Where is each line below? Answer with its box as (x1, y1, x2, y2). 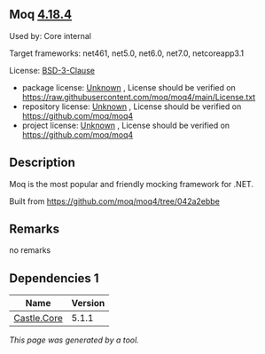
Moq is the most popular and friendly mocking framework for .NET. (9, 178, 254, 189)
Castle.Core (13, 312, 64, 325)
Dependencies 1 (9, 271, 99, 286)
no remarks (9, 245, 51, 256)
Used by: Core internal (9, 30, 91, 41)
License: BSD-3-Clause (9, 65, 96, 75)
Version (71, 297, 105, 310)
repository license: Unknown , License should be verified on (21, 101, 242, 112)
